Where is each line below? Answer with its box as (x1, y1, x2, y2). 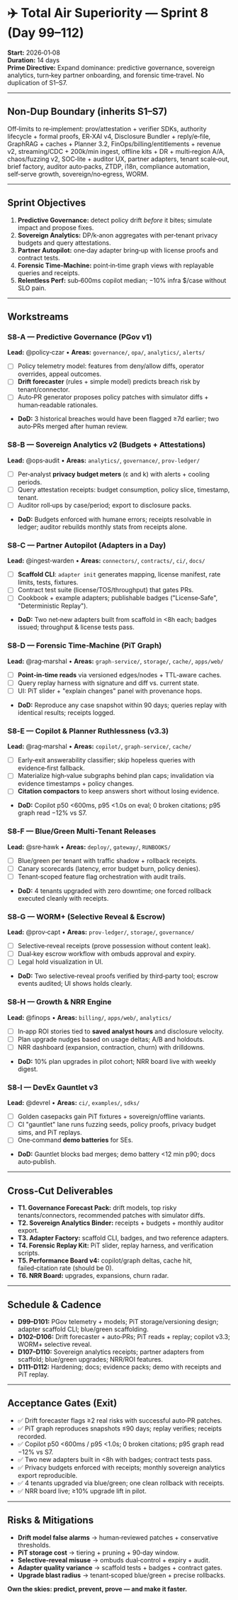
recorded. (17, 1432, 47, 1440)
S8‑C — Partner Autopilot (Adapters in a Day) (7, 540, 166, 550)
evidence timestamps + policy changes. (17, 779, 135, 788)
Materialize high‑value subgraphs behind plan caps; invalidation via (17, 772, 215, 780)
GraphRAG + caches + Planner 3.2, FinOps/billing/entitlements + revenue (7, 139, 221, 148)
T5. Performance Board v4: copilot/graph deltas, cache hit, (17, 1256, 193, 1265)
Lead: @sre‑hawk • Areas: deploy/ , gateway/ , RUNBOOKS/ (7, 843, 171, 851)
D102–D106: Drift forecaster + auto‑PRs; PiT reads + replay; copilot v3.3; (17, 1332, 230, 1340)
